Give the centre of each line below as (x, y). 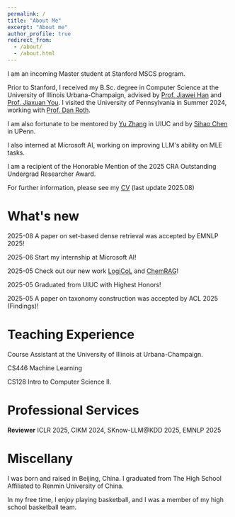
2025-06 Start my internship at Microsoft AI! (72, 257)
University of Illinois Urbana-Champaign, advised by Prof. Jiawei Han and (114, 95)
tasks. (16, 152)
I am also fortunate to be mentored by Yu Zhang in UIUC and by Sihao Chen (117, 123)
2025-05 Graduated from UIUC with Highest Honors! (84, 284)
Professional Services (73, 410)
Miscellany (40, 458)
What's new (44, 216)
